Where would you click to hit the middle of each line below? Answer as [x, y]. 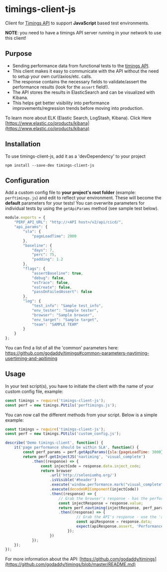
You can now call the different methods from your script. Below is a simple [81, 415]
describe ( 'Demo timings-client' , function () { [54, 443]
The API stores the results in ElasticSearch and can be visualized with [83, 92]
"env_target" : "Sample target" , [65, 320]
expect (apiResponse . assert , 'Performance [120, 527]
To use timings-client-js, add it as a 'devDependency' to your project [75, 156]
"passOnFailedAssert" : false [62, 292]
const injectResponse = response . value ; [101, 503]
